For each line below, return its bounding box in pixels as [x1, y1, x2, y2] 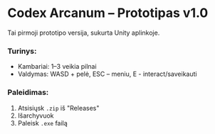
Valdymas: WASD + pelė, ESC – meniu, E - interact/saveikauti [17, 69, 197, 79]
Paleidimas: [7, 87, 49, 97]
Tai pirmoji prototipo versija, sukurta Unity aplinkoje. [7, 28, 160, 37]
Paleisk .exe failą [17, 118, 68, 127]
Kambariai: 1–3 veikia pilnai [17, 62, 98, 71]
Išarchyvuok [17, 111, 55, 120]
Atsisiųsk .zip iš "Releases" [17, 104, 100, 112]
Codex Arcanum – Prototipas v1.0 [7, 5, 209, 21]
